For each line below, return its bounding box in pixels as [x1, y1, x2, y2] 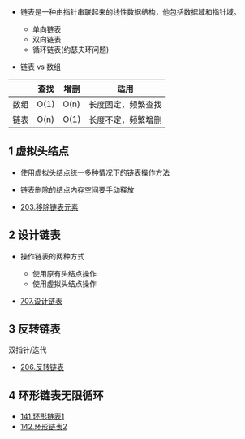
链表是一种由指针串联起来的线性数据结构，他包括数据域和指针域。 [19, 7, 241, 16]
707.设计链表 [19, 296, 63, 306]
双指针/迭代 [8, 345, 47, 355]
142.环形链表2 [19, 422, 67, 432]
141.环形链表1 [19, 411, 65, 421]
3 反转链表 [8, 322, 61, 336]
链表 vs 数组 [19, 62, 61, 72]
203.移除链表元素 [19, 202, 79, 211]
